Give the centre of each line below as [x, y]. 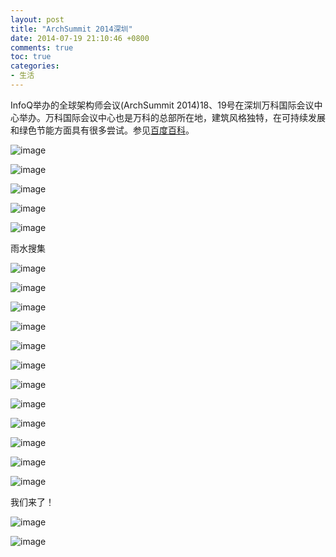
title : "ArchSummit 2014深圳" [71, 29]
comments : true [42, 47]
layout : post [37, 19]
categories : [35, 66]
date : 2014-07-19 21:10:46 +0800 [80, 38]
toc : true [31, 57]
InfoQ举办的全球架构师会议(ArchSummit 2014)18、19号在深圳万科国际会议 [162, 105]
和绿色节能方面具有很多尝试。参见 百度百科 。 [102, 130]
